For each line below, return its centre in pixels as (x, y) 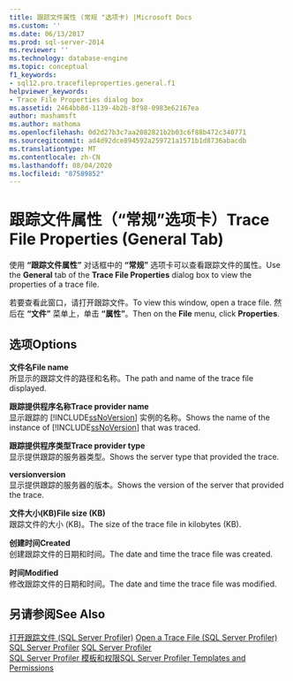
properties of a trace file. (54, 285)
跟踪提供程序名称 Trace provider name (79, 406)
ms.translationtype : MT (53, 149)
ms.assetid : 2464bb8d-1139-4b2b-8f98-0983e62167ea (104, 108)
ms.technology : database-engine (68, 58)
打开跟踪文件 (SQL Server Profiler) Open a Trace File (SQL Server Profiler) (143, 637)
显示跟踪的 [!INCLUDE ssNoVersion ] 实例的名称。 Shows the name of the (140, 417)
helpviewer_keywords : (49, 91)
